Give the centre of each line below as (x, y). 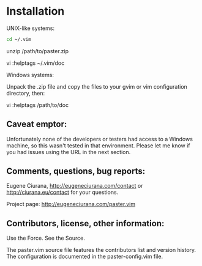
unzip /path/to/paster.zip (38, 51)
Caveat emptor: (37, 124)
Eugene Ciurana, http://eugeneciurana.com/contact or (75, 186)
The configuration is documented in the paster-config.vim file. (85, 257)
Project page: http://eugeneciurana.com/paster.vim (71, 204)
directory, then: (26, 93)
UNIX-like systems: (31, 28)
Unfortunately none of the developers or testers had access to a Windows (99, 139)
